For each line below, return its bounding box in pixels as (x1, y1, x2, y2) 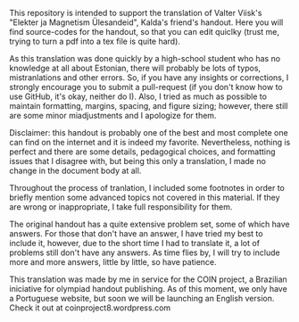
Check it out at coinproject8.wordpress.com (9, 302, 171, 313)
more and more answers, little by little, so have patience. (9, 257, 217, 267)
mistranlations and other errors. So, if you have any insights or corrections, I (9, 72, 289, 83)
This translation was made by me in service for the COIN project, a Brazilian (9, 274, 287, 285)
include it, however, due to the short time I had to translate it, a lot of (9, 238, 261, 248)
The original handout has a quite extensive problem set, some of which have (9, 219, 290, 229)
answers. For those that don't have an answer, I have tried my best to (9, 228, 263, 239)
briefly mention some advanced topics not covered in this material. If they (9, 192, 280, 202)
